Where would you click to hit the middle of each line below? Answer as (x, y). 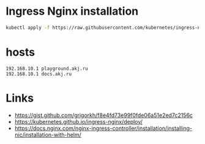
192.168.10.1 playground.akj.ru (47, 69)
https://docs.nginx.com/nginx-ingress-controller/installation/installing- (103, 128)
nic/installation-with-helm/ (48, 135)
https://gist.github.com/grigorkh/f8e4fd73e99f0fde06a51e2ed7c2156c (104, 115)
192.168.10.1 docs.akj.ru (39, 74)
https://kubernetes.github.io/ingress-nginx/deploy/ (79, 121)
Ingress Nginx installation (72, 11)
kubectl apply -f (28, 28)
